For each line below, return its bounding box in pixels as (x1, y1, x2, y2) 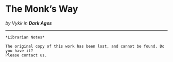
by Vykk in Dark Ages (5, 20, 53, 26)
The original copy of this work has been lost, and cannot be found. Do (5, 44, 165, 49)
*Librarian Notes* (5, 34, 45, 40)
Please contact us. (5, 52, 47, 58)
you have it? (5, 48, 33, 53)
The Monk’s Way (5, 3, 78, 15)
